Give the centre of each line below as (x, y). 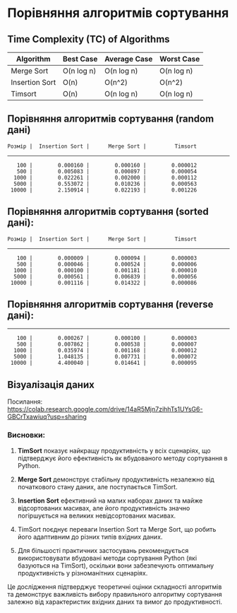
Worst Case (180, 59)
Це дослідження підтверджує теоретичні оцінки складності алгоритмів (115, 586)
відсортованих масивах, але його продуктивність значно (104, 508)
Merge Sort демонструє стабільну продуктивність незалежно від (116, 479)
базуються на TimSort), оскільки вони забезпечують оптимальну (116, 565)
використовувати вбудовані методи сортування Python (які (107, 558)
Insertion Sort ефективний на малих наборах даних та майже (110, 501)
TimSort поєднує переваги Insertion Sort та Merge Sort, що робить (117, 529)
